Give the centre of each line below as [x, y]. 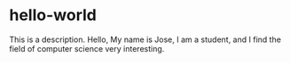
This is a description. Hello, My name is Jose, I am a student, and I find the [145, 39]
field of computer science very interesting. [87, 48]
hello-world [53, 15]
